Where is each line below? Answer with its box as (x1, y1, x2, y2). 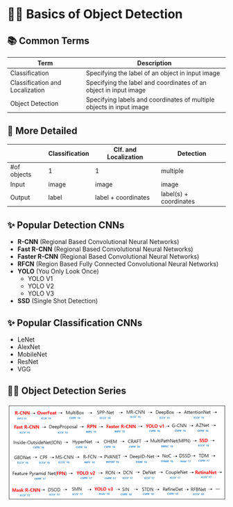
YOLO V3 (27, 289, 54, 298)
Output (10, 193, 30, 202)
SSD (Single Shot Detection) (17, 297, 98, 305)
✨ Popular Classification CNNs (7, 316, 143, 329)
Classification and (10, 79, 62, 86)
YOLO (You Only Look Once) (17, 267, 99, 275)
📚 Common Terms (7, 35, 90, 47)
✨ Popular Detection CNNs (7, 219, 125, 231)
